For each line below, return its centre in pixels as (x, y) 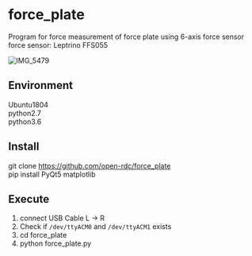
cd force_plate (43, 235)
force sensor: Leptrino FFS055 (58, 45)
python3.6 (25, 122)
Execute (29, 199)
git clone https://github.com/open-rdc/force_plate (90, 165)
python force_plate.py (55, 243)
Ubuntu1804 (29, 104)
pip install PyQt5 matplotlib (52, 174)
